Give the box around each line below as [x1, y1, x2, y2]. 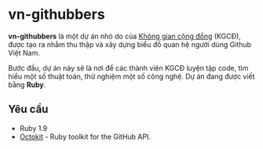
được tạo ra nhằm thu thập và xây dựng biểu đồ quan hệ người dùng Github [8, 39, 252, 49]
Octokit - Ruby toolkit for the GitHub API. [19, 132, 152, 141]
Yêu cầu [8, 103, 49, 116]
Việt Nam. [8, 48, 41, 57]
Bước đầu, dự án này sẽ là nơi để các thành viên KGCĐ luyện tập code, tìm [8, 63, 249, 72]
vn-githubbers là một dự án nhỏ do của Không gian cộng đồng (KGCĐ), [8, 31, 241, 41]
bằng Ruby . [8, 80, 46, 89]
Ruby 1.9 [19, 123, 48, 133]
